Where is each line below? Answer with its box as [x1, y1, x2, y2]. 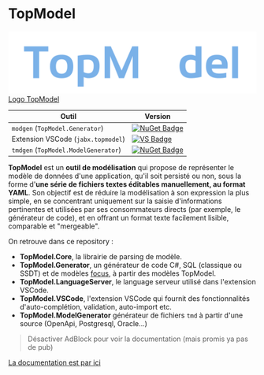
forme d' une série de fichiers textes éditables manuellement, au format [8, 179, 246, 189]
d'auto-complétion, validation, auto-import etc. [19, 302, 172, 311]
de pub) [27, 342, 54, 351]
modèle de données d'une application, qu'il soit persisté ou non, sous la [8, 171, 242, 180]
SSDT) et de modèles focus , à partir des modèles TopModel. [19, 269, 217, 278]
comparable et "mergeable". [8, 221, 100, 231]
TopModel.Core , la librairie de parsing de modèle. [19, 251, 183, 261]
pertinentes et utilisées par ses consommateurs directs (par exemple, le [8, 204, 241, 213]
